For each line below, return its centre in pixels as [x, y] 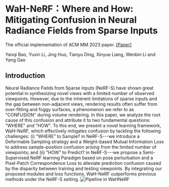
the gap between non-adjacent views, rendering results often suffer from [81, 104]
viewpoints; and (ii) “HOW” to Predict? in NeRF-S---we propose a [73, 152]
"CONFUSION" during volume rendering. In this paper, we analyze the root [83, 115]
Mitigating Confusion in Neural [71, 20]
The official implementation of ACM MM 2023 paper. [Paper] [69, 44]
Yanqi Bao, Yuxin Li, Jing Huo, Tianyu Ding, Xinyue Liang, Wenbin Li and [80, 54]
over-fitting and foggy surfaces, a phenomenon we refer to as [70, 109]
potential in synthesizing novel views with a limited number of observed [80, 93]
